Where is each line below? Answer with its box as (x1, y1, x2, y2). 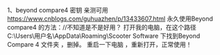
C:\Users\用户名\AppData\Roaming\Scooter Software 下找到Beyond (7, 32, 201, 40)
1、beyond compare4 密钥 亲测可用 (7, 6, 109, 14)
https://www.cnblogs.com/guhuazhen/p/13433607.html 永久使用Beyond (7, 14, 214, 23)
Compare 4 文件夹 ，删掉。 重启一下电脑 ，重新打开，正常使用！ (7, 41, 192, 48)
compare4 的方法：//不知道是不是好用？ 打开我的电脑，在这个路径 (7, 23, 196, 31)
